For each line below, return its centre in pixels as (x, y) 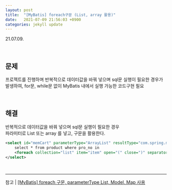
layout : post (19, 10)
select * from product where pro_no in (57, 147)
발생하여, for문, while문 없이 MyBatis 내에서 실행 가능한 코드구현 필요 (75, 86)
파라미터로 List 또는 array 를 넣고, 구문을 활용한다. (56, 133)
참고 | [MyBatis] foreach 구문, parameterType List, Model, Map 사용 (75, 182)
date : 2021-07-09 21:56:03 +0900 (43, 19)
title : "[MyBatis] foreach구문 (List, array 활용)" (61, 15)
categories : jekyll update (34, 24)
